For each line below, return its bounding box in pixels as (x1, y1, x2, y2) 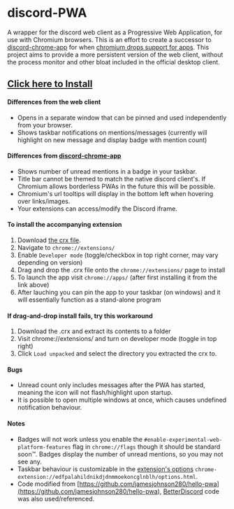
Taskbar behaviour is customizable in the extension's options (17, 464, 194, 473)
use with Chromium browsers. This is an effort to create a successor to (7, 35, 212, 43)
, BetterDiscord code (159, 487, 220, 495)
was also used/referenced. (17, 494, 95, 503)
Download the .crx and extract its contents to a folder (17, 327, 171, 335)
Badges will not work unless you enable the (17, 435, 143, 443)
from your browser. (17, 120, 73, 129)
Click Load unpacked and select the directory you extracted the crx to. (17, 349, 217, 358)
